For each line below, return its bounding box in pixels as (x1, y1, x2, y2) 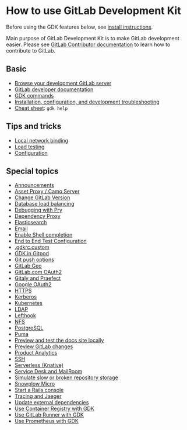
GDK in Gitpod (14, 250, 50, 257)
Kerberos (14, 293, 37, 300)
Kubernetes (14, 300, 43, 307)
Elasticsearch (14, 219, 47, 226)
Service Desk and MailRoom (14, 368, 83, 375)
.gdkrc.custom (14, 244, 50, 251)
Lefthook (14, 312, 36, 319)
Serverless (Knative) (14, 362, 64, 369)
